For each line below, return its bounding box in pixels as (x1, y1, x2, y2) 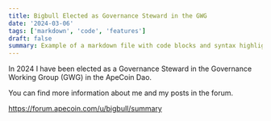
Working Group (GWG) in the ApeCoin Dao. (8, 73, 152, 82)
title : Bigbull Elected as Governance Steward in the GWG (8, 11, 207, 20)
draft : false (8, 34, 52, 43)
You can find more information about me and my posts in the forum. (8, 88, 234, 98)
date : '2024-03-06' (8, 19, 74, 27)
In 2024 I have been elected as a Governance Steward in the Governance (8, 64, 252, 73)
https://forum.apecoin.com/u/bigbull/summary (8, 104, 163, 114)
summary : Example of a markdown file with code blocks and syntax (8, 42, 236, 50)
